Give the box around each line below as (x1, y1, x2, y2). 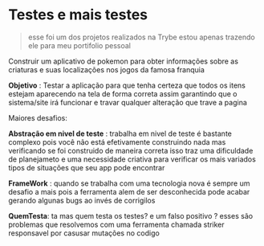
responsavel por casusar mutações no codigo (8, 228, 160, 238)
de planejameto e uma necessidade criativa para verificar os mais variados (8, 154, 257, 164)
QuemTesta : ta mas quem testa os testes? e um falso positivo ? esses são (8, 211, 254, 220)
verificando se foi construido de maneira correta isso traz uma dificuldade (8, 146, 254, 155)
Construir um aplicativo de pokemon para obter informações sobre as (8, 56, 239, 66)
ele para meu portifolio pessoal (27, 40, 131, 50)
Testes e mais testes (8, 6, 148, 24)
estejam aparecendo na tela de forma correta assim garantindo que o (8, 88, 238, 98)
